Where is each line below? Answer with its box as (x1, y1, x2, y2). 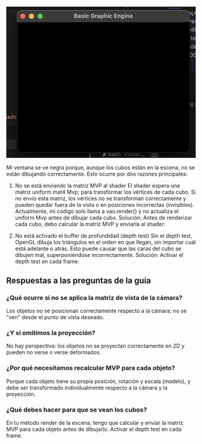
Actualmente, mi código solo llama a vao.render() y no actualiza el (14, 208, 179, 215)
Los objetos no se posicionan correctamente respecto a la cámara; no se (6, 307, 187, 314)
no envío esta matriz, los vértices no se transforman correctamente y (14, 195, 186, 202)
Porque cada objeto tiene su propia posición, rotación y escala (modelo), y (6, 378, 191, 385)
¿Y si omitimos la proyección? (6, 328, 96, 337)
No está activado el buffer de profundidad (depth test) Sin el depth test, (14, 232, 192, 239)
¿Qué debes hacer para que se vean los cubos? (6, 405, 147, 414)
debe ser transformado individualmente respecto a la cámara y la (6, 384, 168, 391)
